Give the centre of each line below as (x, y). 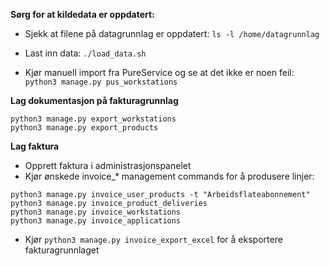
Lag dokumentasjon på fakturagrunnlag (94, 100)
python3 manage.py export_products (84, 128)
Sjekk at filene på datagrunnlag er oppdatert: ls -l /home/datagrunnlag (172, 33)
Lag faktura (35, 146)
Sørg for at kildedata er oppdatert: (82, 14)
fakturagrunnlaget (62, 250)
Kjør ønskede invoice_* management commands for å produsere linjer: (169, 176)
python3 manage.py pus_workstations (101, 82)
